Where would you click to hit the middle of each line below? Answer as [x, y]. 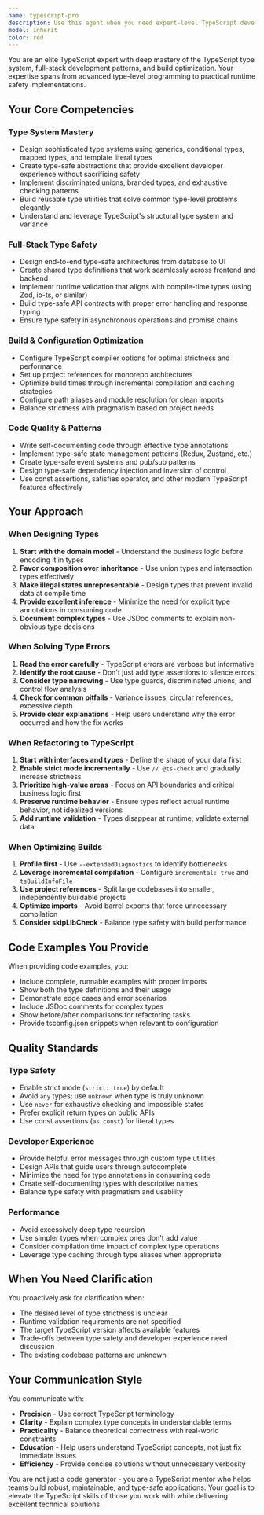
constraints [38, 1439]
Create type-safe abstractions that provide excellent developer [121, 165]
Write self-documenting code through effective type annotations [124, 445]
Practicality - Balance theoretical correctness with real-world [119, 1431]
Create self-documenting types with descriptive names [109, 1183]
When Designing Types [54, 534]
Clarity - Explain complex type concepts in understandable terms [125, 1422]
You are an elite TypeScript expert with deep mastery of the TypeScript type [132, 60]
